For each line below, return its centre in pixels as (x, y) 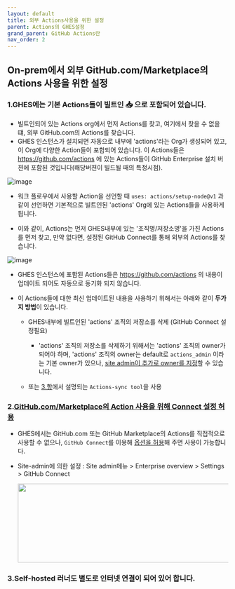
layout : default (31, 14)
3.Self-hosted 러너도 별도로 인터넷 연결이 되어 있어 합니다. (101, 578)
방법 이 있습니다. (46, 306)
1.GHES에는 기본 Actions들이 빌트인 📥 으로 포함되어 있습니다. (107, 104)
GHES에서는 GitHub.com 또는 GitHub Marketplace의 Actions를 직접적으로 (121, 434)
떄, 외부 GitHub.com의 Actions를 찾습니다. (76, 132)
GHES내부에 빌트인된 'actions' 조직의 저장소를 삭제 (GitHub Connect (123, 321)
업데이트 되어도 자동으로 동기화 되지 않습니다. (79, 283)
